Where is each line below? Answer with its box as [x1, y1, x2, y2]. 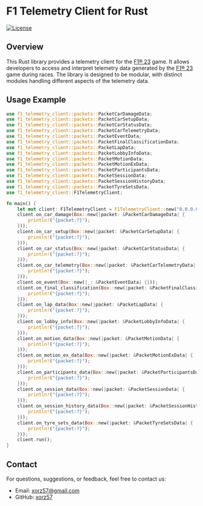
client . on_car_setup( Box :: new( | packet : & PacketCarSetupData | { [17, 229, 180, 235]
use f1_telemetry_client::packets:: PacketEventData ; [6, 133, 142, 140]
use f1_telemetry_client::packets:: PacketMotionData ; [6, 156, 145, 162]
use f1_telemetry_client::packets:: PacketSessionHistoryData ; [6, 179, 166, 185]
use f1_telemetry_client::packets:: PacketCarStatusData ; [6, 122, 153, 128]
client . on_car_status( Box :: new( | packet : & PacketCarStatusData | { [17, 245, 185, 252]
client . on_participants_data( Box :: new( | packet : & [17, 369, 145, 375]
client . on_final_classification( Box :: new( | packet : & [17, 284, 153, 291]
